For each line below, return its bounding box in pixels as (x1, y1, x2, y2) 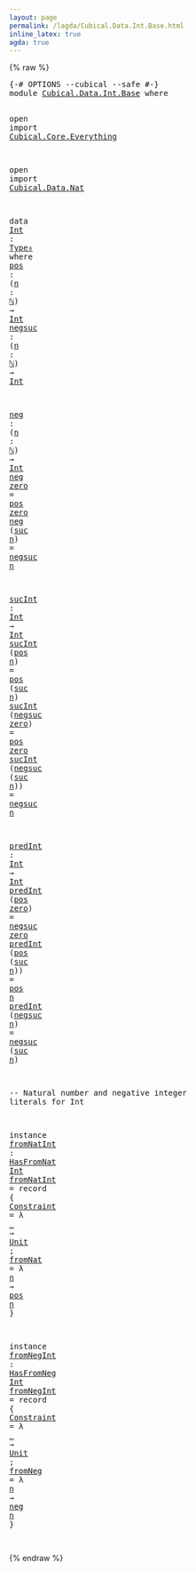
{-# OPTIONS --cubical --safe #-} (9, 79, 160, 90)
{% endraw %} (9, 1553, 64, 1564)
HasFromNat (9, 1157, 57, 1167)
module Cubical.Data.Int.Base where (9, 88, 169, 99)
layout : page (9, 12, 58, 22)
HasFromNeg (9, 1368, 57, 1379)
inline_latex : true (9, 29, 82, 38)
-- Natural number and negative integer (9, 1088, 188, 1099)
